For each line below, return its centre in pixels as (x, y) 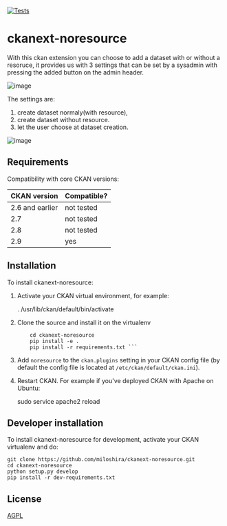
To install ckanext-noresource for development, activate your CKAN (103, 440)
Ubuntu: (29, 388)
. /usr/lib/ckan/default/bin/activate (66, 309)
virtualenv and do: (33, 447)
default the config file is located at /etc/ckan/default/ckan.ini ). (108, 367)
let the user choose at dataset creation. (73, 127)
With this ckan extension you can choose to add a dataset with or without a (113, 57)
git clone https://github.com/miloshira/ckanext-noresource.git (101, 460)
